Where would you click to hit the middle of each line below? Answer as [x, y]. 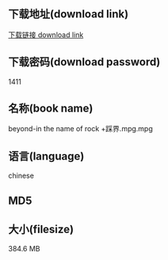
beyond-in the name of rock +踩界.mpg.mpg [80, 129]
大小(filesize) [41, 230]
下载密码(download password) [84, 62]
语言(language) [46, 156]
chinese [21, 175]
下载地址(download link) [69, 14]
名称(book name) [51, 109]
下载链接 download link [46, 35]
